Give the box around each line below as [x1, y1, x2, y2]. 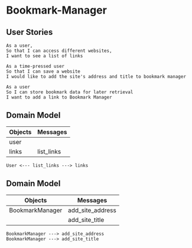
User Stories [6, 27, 53, 37]
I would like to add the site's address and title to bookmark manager [6, 74, 186, 80]
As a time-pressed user [6, 63, 65, 69]
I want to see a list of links [6, 53, 83, 59]
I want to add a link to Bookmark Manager [6, 94, 112, 100]
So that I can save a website [6, 68, 81, 74]
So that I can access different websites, [6, 48, 112, 54]
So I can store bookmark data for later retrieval [6, 89, 134, 95]
